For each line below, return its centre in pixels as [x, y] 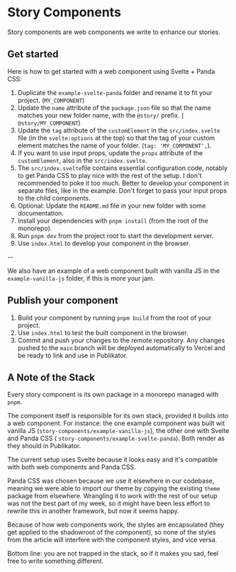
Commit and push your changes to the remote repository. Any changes [121, 340]
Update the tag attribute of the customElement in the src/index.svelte [119, 130]
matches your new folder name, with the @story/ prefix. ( [101, 115]
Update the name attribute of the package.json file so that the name [114, 108]
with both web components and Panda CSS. [72, 467]
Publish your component [63, 301]
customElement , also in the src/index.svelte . [82, 160]
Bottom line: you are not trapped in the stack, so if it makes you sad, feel [113, 554]
